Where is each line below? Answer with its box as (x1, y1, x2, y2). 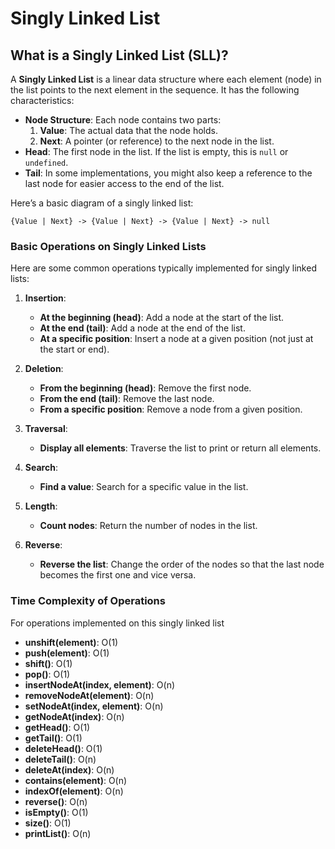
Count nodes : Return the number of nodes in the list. (39, 520, 258, 532)
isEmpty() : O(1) (24, 806, 89, 818)
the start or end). (39, 343, 110, 356)
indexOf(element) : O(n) (24, 785, 124, 797)
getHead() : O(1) (24, 721, 91, 733)
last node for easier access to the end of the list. (24, 178, 225, 189)
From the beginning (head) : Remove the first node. (39, 382, 252, 394)
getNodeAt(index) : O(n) (24, 710, 125, 722)
